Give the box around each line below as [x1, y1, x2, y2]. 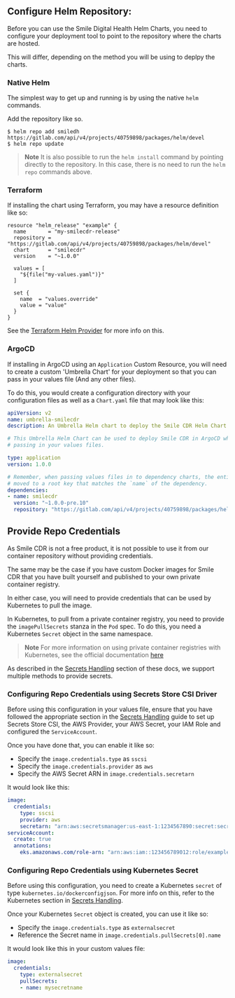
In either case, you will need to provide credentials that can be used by [7, 593, 211, 602]
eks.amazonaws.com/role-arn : [20, 849, 105, 856]
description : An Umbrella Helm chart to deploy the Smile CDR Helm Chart [7, 422, 227, 430]
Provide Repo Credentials [7, 525, 121, 537]
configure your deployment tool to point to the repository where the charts [7, 32, 222, 40]
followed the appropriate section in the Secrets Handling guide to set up [7, 713, 215, 721]
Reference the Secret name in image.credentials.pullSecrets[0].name [17, 931, 222, 939]
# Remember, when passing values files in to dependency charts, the [7, 473, 215, 480]
